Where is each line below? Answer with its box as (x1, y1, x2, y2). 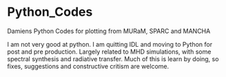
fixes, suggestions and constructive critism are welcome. (7, 62, 169, 70)
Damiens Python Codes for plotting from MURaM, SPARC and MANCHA (7, 27, 211, 35)
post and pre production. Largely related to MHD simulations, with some (7, 47, 212, 56)
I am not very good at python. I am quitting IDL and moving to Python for (7, 40, 212, 48)
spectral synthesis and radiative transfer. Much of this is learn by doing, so (7, 54, 219, 63)
